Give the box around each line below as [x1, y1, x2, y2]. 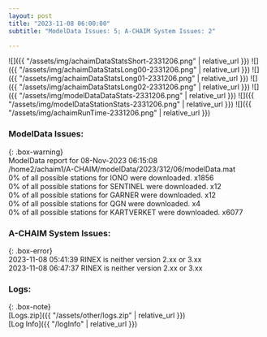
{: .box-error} [8, 245, 53, 256]
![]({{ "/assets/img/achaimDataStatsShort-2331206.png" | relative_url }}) [8, 56, 250, 66]
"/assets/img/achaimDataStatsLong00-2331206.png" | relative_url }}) [19, 65, 251, 75]
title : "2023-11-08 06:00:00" [8, 19, 111, 28]
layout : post [8, 11, 53, 20]
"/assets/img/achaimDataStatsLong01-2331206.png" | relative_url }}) [19, 74, 249, 84]
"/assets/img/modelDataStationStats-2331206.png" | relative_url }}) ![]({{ [8, 99, 252, 110]
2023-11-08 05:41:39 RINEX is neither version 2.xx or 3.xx [8, 254, 202, 264]
